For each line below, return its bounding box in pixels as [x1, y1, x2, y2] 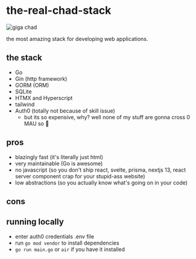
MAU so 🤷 [24, 120, 49, 127]
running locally [6, 217, 65, 227]
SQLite [14, 88, 32, 95]
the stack [6, 52, 42, 63]
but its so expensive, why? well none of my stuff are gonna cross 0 [24, 113, 191, 120]
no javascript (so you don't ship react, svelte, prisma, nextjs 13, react [14, 166, 186, 173]
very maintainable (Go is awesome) [14, 160, 103, 167]
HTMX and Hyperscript [14, 94, 73, 101]
